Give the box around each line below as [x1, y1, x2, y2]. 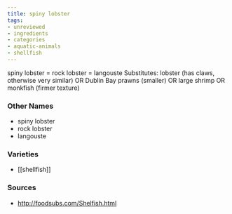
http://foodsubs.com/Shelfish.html [17, 199, 117, 207]
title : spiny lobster [7, 10, 71, 18]
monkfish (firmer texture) [7, 83, 80, 92]
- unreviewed [7, 23, 46, 30]
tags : [7, 17, 23, 24]
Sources [7, 183, 36, 193]
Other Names [7, 101, 54, 111]
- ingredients [7, 29, 49, 37]
